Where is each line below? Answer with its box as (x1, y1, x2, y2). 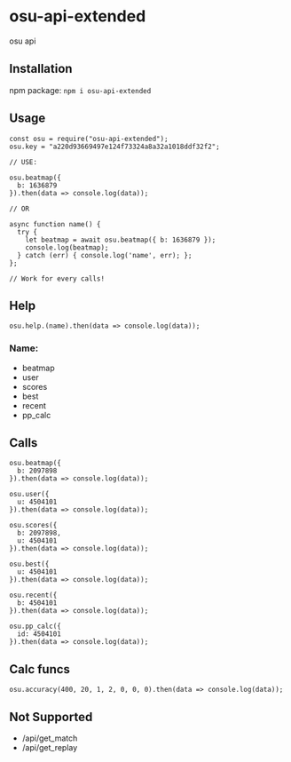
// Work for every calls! (9, 274, 105, 283)
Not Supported (9, 709, 93, 725)
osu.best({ (9, 560, 50, 569)
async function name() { (9, 219, 101, 228)
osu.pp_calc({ (9, 622, 62, 631)
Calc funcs (9, 662, 71, 677)
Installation (9, 61, 73, 76)
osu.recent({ (9, 591, 58, 600)
